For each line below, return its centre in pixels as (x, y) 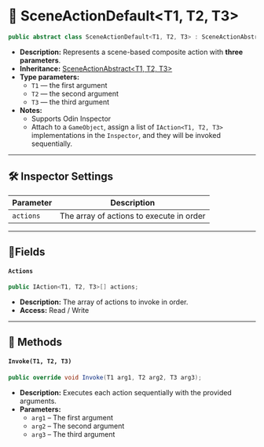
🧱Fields (27, 252)
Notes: (31, 110)
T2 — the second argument (75, 93)
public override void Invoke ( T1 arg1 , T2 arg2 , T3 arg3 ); (105, 377)
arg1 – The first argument (72, 417)
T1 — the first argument (69, 85)
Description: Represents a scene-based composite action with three (131, 52)
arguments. (38, 401)
